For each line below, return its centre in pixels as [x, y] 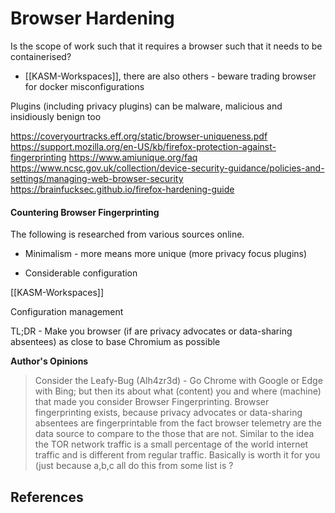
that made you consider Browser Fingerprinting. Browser [152, 402]
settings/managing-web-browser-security [97, 178]
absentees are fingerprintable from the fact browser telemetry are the [178, 423]
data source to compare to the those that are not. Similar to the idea [174, 434]
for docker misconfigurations [84, 86]
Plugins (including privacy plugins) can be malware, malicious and [146, 106]
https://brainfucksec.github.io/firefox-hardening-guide [122, 189]
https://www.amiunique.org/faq [133, 157]
